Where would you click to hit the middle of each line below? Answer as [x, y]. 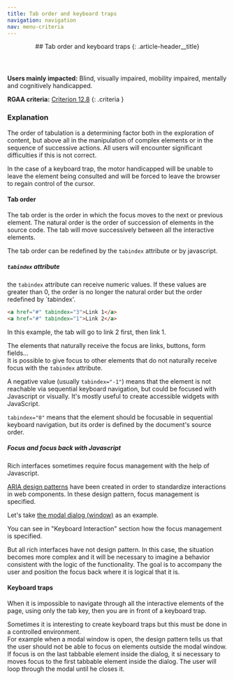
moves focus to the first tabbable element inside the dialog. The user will [112, 661]
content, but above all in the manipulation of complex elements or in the [110, 140]
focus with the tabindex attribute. [55, 368]
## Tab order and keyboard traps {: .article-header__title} [117, 47]
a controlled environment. [44, 631]
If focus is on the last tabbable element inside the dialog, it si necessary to [114, 653]
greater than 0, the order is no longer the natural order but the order [105, 291]
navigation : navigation [42, 20]
